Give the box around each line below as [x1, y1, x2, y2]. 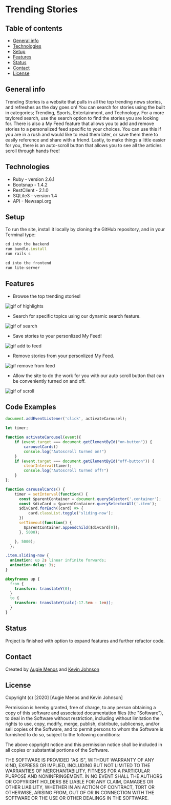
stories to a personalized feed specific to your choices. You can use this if [5, 126, 161, 132]
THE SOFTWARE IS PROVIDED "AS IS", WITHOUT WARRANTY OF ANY [5, 757, 155, 763]
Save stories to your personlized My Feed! [12, 333, 102, 339]
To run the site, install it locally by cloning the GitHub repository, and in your [5, 226, 165, 233]
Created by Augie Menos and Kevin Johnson [5, 666, 100, 672]
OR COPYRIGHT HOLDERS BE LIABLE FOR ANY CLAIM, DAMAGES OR [5, 779, 154, 785]
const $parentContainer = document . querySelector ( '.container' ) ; [18, 496, 161, 502]
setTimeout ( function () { [18, 520, 72, 526]
